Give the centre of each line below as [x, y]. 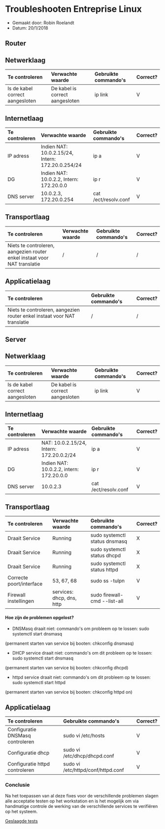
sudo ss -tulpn [108, 581]
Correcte [18, 578]
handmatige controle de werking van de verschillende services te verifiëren [82, 806]
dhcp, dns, [65, 598]
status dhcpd [106, 556]
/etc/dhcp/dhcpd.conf [89, 756]
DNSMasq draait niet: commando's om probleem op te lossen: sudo [81, 629]
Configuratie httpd [29, 764]
